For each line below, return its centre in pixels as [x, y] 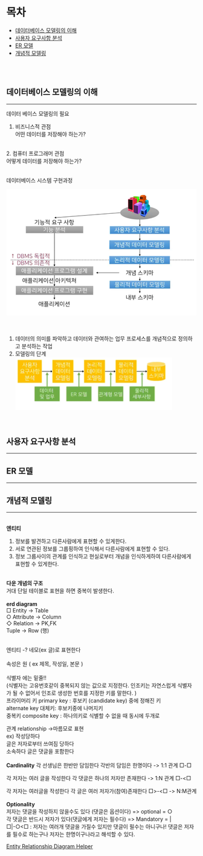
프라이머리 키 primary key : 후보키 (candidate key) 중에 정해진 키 [84, 700]
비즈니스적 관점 [33, 126]
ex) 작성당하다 [23, 736]
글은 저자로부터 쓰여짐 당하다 [40, 743]
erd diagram [22, 604]
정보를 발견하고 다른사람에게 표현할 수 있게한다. [71, 541]
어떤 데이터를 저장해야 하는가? [50, 134]
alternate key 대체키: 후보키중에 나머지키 [55, 708]
